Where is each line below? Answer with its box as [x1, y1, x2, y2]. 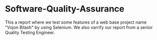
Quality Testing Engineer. [5, 29, 55, 35]
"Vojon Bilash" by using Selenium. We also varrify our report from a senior [5, 24, 153, 30]
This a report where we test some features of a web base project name [5, 19, 147, 25]
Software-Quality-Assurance [5, 3, 125, 14]
